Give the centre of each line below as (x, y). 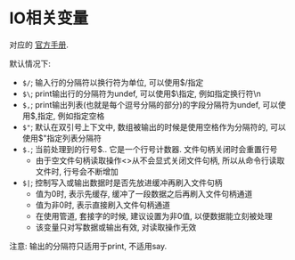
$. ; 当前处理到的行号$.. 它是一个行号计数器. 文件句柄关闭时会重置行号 (150, 149)
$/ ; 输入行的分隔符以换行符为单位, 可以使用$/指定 (113, 82)
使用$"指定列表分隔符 (62, 138)
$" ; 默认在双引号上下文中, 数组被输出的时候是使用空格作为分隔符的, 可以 (154, 126)
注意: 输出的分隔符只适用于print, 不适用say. (88, 246)
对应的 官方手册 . (39, 45)
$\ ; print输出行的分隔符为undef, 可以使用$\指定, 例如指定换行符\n (141, 93)
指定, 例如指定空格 (71, 116)
